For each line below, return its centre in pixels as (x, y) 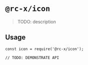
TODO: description (37, 21)
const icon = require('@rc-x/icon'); (44, 49)
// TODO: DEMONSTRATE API (32, 57)
